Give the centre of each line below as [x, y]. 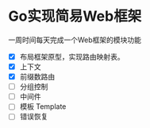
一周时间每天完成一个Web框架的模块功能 [75, 40]
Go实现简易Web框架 [75, 16]
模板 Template [43, 107]
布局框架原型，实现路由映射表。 [72, 56]
